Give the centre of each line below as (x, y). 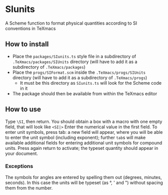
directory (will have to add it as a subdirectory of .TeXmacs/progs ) (80, 77)
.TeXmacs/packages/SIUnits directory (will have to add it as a (75, 62)
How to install (27, 44)
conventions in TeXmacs (31, 28)
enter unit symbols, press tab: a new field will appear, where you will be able (84, 132)
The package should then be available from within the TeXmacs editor (85, 93)
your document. (22, 153)
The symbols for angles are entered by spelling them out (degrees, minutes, (83, 177)
